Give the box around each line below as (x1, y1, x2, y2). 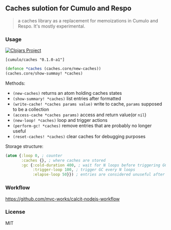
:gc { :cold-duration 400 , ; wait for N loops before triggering (21, 163, 160, 168)
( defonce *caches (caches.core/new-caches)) (5, 66, 101, 71)
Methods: (5, 80, 25, 86)
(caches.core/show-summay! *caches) (5, 71, 83, 76)
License (5, 209, 25, 216)
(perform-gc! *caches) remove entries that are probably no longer (12, 122, 152, 129)
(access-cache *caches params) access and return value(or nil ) (12, 112, 147, 118)
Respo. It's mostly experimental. (17, 23, 85, 29)
